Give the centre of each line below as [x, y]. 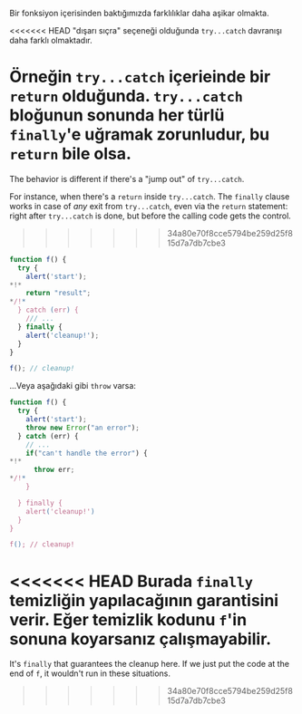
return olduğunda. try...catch [126, 96]
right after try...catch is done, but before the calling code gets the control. [151, 216]
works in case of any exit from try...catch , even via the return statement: [149, 206]
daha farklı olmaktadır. [51, 40]
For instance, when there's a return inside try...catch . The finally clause [150, 196]
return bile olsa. [70, 154]
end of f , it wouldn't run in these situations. [90, 673]
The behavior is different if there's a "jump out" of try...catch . [127, 178]
